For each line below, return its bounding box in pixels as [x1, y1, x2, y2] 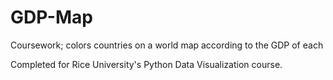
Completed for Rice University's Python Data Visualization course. [10, 58, 283, 70]
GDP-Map [10, 6, 93, 29]
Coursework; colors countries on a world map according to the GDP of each [10, 39, 324, 51]
